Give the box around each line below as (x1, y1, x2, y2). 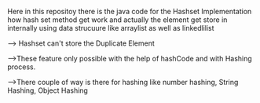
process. (7, 62, 36, 72)
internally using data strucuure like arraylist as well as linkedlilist (7, 24, 214, 32)
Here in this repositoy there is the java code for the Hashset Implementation (7, 7, 252, 16)
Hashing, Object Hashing (7, 86, 88, 95)
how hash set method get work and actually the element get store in (7, 15, 228, 24)
